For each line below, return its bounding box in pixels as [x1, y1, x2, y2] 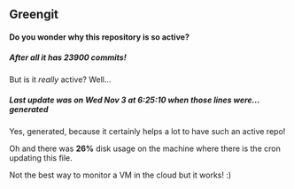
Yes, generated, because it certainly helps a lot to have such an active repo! [9, 125, 286, 136]
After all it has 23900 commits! [9, 52, 127, 63]
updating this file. [9, 152, 73, 163]
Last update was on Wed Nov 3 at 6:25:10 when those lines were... [9, 94, 260, 105]
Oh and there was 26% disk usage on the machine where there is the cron [9, 143, 281, 154]
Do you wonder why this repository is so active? [9, 31, 190, 42]
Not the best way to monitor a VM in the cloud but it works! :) [9, 170, 232, 180]
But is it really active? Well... [9, 74, 112, 85]
